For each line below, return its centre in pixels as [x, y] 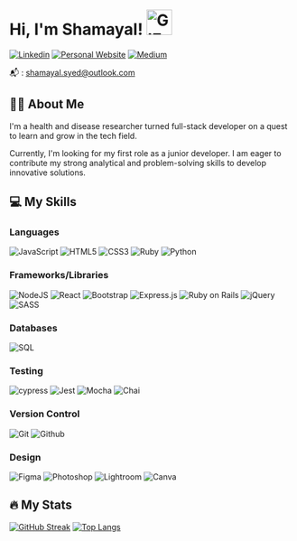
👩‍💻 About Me [47, 104]
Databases [33, 328]
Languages [35, 232]
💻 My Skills [43, 202]
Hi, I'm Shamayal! [76, 29]
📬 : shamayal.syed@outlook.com [72, 72]
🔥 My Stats [41, 505]
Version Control [45, 414]
